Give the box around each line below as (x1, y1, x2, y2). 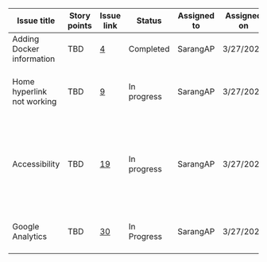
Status (136, 15, 162, 26)
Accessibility (12, 159, 60, 169)
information (12, 53, 56, 64)
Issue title (17, 15, 56, 26)
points (67, 20, 93, 31)
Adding (12, 33, 40, 44)
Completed (128, 44, 170, 54)
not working (12, 96, 57, 106)
